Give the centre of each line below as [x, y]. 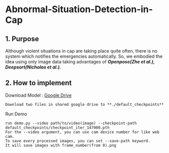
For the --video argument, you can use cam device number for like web [82, 132]
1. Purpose [22, 39]
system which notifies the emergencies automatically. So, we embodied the [84, 56]
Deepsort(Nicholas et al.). [33, 67]
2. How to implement [38, 83]
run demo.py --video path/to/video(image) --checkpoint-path [71, 123]
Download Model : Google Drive [38, 95]
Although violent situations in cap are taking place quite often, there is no [81, 51]
